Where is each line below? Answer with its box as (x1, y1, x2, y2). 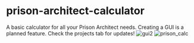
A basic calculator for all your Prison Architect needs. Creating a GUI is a (6, 24, 184, 31)
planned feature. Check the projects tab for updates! (6, 29, 135, 37)
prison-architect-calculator (6, 4, 145, 18)
